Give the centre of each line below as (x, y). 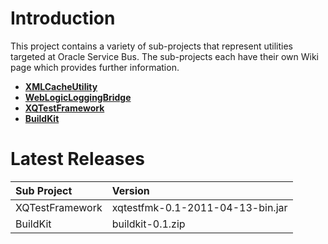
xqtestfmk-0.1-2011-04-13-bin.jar (199, 207)
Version (130, 190)
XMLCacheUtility (61, 86)
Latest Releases (77, 159)
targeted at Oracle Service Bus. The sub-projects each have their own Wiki (165, 56)
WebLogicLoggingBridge (78, 97)
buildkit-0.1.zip (148, 224)
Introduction (63, 18)
